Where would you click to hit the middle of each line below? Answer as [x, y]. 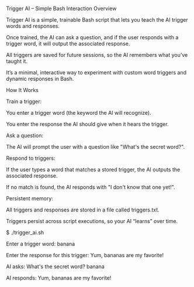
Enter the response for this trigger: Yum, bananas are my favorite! [85, 255]
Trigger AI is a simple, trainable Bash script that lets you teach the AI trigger [97, 20]
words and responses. [33, 26]
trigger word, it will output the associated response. [68, 44]
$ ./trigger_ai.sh [25, 233]
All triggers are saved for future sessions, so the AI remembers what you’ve [97, 55]
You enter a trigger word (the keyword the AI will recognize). [79, 113]
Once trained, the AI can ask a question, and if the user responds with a [92, 37]
